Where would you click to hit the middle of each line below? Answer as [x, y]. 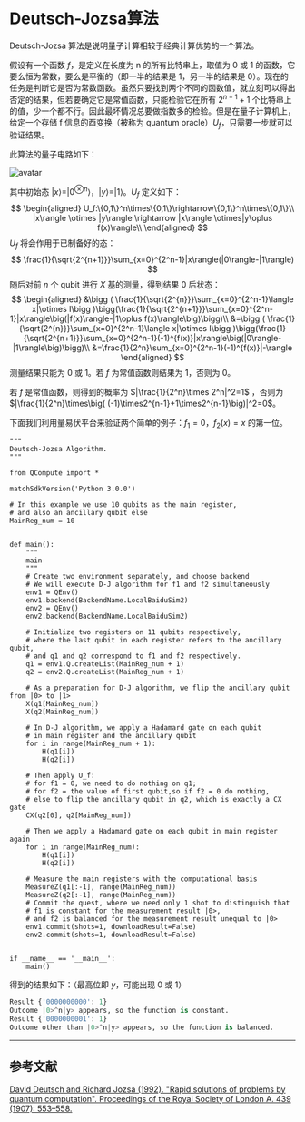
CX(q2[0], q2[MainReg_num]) [79, 815]
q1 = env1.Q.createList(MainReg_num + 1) [105, 664]
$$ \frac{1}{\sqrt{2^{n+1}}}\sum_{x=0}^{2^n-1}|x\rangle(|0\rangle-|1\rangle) [152, 259]
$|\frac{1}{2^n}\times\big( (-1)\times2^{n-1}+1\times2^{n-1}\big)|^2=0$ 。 [145, 403]
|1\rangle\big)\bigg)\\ [51, 348]
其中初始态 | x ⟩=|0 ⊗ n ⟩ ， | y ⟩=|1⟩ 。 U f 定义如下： [95, 192]
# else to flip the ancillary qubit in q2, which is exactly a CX [154, 800]
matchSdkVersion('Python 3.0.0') [73, 489]
